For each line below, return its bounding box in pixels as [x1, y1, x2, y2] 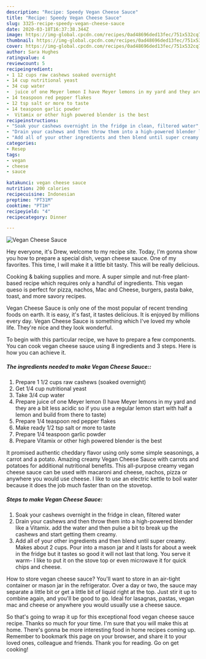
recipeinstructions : [6, 117, 59, 123]
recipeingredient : [6, 66, 53, 72]
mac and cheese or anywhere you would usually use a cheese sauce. [6, 601, 182, 609]
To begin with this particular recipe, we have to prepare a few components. [6, 336, 196, 344]
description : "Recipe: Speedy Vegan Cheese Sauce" [6, 9, 139, 15]
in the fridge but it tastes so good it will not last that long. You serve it [15, 550, 191, 558]
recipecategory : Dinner [6, 214, 67, 220]
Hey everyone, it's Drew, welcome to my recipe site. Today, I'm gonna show [6, 248, 197, 255]
